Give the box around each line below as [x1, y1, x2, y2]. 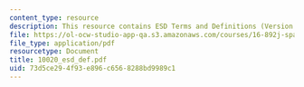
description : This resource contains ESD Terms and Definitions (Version [9, 22, 294, 31]
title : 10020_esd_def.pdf [9, 55, 107, 64]
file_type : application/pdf [9, 38, 116, 48]
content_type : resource [9, 13, 100, 23]
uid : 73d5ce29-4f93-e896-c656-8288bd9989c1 [9, 64, 176, 73]
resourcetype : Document [9, 47, 100, 56]
